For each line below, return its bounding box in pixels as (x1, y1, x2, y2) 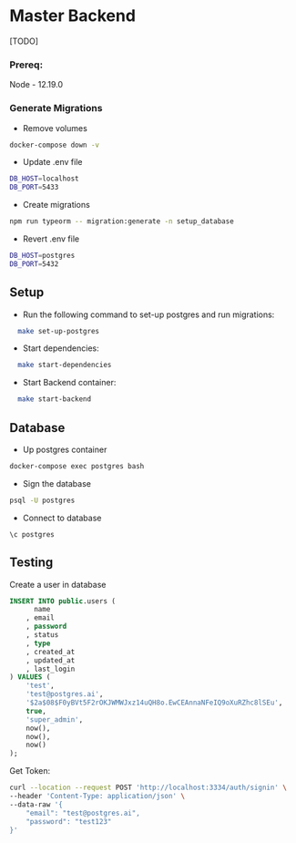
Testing (9, 555, 54, 571)
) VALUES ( (9, 673, 51, 682)
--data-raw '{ (9, 799, 64, 809)
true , (26, 706, 47, 715)
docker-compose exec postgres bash (9, 462, 145, 471)
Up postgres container (22, 444, 107, 456)
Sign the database (22, 478, 91, 488)
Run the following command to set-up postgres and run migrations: (22, 309, 275, 320)
